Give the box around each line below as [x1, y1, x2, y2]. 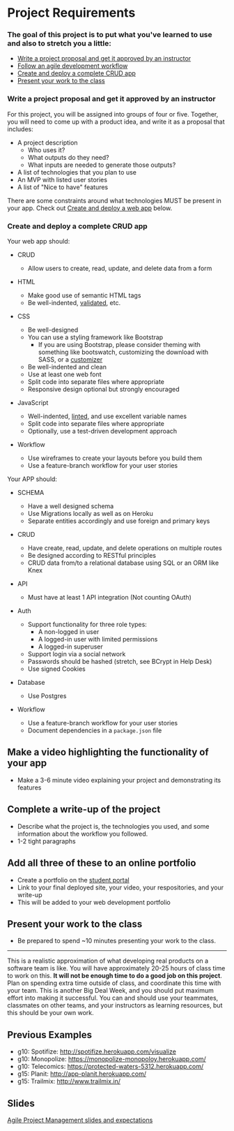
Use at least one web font [27, 370, 102, 378]
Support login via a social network [27, 650, 126, 658]
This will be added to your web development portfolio [17, 898, 171, 906]
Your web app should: [7, 237, 70, 246]
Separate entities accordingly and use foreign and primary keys [27, 517, 210, 525]
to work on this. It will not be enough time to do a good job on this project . [7, 972, 223, 980]
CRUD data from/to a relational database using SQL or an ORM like [27, 559, 219, 567]
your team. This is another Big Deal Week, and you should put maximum [7, 986, 214, 995]
